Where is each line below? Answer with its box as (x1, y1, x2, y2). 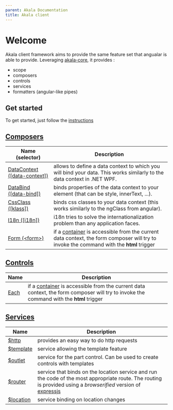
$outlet (8, 356, 25, 364)
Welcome (5, 34, 47, 46)
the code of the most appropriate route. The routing (37, 375, 162, 382)
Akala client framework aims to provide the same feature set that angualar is (5, 51, 167, 58)
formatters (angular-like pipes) (12, 88, 78, 95)
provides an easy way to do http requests (37, 336, 137, 344)
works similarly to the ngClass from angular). (53, 205, 162, 212)
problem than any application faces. (53, 220, 140, 227)
